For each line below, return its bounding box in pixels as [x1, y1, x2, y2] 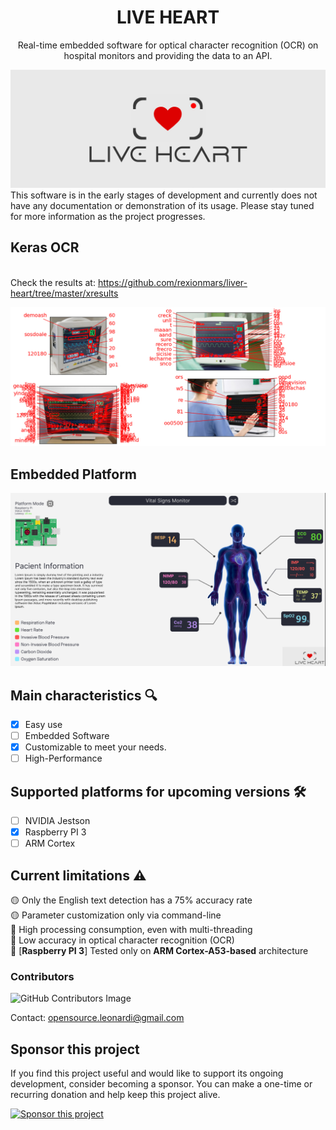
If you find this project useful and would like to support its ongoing [10, 1067, 284, 1080]
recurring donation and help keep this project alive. [10, 1089, 221, 1101]
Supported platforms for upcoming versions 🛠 [10, 783, 307, 800]
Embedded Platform [10, 466, 138, 483]
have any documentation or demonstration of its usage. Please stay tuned [10, 199, 315, 211]
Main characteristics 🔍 [10, 687, 158, 704]
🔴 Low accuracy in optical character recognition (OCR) [10, 934, 235, 946]
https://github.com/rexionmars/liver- [97, 276, 248, 288]
